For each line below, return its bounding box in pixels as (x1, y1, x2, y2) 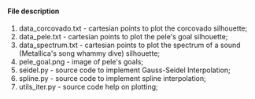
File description (7, 6, 60, 16)
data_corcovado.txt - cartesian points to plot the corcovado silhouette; (18, 24, 248, 33)
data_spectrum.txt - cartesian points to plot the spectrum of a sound (18, 40, 241, 50)
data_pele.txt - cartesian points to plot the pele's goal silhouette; (18, 32, 228, 42)
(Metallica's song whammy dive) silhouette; (18, 49, 161, 58)
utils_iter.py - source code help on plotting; (18, 82, 158, 92)
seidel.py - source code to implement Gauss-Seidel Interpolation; (18, 65, 231, 75)
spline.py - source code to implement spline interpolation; (18, 74, 206, 83)
